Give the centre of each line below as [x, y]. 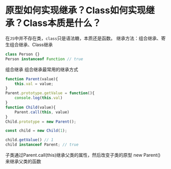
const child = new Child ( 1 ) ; [36, 131]
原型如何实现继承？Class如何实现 [76, 10]
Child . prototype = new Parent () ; [41, 122]
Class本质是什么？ [62, 23]
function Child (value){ [31, 107]
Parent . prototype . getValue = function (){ [50, 93]
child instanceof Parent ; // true [42, 145]
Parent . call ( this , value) [42, 112]
